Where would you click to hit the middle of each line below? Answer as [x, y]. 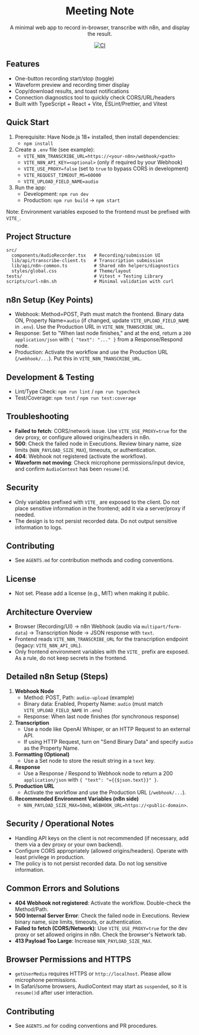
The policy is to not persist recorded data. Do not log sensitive [91, 863]
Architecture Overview [49, 612]
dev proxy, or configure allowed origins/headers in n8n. [83, 437]
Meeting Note [100, 11]
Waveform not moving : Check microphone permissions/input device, [100, 462]
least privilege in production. [50, 857]
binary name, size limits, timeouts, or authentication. [78, 922]
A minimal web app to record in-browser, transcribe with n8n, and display [100, 27]
